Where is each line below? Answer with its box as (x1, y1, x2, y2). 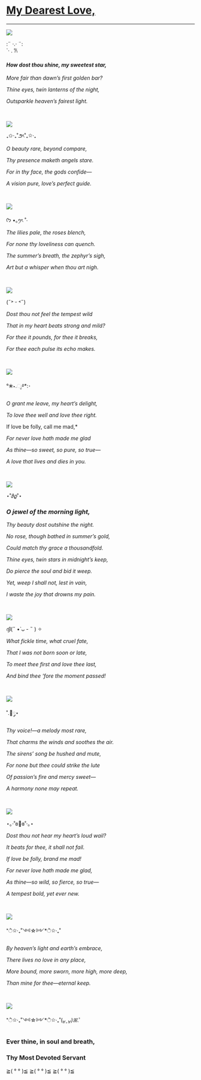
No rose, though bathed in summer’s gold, (6, 533, 111, 540)
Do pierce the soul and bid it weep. (6, 568, 93, 575)
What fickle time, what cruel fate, (6, 638, 89, 645)
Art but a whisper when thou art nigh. (6, 264, 99, 271)
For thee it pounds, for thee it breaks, (6, 333, 98, 341)
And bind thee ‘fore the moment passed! (6, 672, 106, 679)
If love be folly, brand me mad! (6, 855, 82, 863)
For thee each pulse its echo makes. (6, 345, 96, 353)
